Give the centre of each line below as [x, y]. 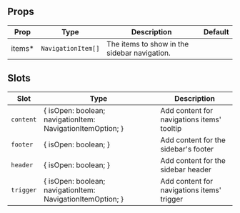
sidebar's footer [187, 149]
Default [216, 31]
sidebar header [186, 169]
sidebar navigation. [139, 53]
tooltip [171, 128]
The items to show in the [148, 44]
